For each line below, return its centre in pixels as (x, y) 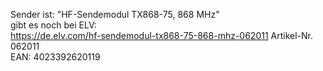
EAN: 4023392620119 (55, 57)
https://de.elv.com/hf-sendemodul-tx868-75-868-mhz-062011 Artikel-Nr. (162, 35)
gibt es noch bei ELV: (53, 25)
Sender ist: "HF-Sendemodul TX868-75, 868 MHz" (115, 14)
